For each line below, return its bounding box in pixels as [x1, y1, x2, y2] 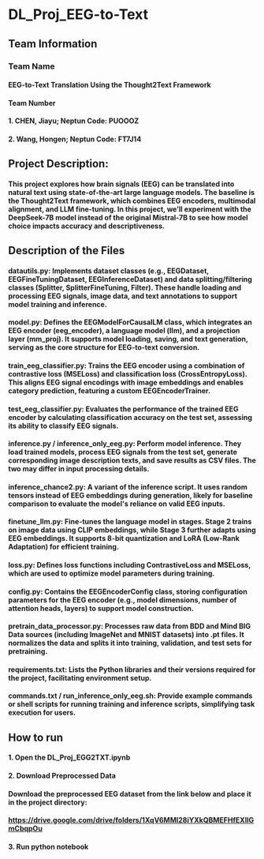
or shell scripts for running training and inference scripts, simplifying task [8, 700, 255, 709]
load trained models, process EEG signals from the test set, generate [8, 448, 238, 457]
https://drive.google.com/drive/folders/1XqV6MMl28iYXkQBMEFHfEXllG [8, 816, 255, 825]
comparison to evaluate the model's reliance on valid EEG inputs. [8, 499, 226, 508]
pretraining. [8, 647, 48, 656]
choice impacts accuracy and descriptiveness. [8, 221, 165, 231]
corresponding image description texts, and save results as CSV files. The [8, 456, 256, 465]
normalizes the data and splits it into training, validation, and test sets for [8, 638, 252, 648]
